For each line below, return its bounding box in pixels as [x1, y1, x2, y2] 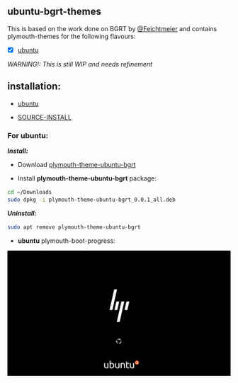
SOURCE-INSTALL [17, 113, 72, 121]
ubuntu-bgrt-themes [7, 6, 101, 18]
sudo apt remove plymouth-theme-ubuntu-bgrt [7, 223, 141, 231]
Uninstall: [7, 209, 37, 217]
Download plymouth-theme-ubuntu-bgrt [17, 160, 136, 168]
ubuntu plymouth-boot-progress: [17, 236, 115, 245]
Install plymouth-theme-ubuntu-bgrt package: [17, 173, 157, 183]
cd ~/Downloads [7, 188, 52, 195]
